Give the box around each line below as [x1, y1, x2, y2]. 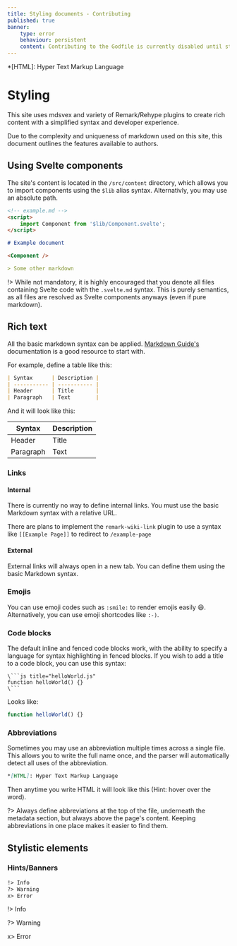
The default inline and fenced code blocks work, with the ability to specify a [7, 644, 228, 653]
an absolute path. [7, 193, 58, 202]
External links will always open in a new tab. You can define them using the [7, 562, 226, 570]
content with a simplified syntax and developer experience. [7, 118, 179, 126]
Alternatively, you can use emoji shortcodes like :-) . [7, 610, 159, 618]
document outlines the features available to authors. [7, 139, 159, 148]
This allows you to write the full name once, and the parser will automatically [7, 751, 230, 760]
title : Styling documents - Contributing [7, 10, 131, 18]
